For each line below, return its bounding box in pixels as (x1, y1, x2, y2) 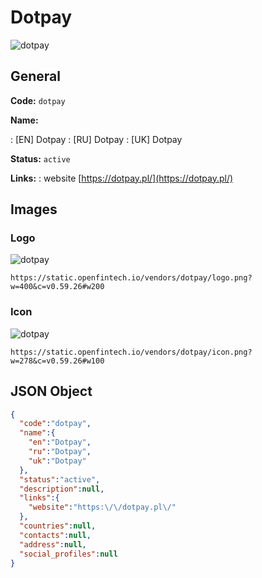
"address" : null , (19, 539, 87, 550)
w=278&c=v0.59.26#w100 (10, 356, 105, 366)
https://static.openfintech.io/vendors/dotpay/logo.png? (10, 273, 253, 283)
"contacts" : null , (19, 530, 92, 540)
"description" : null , (19, 484, 105, 494)
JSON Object (10, 383, 93, 400)
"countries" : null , (19, 521, 97, 531)
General (10, 68, 62, 85)
